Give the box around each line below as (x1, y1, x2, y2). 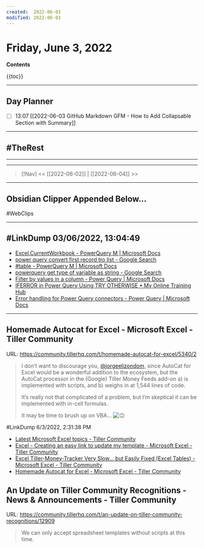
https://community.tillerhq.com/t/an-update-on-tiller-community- (19, 511, 183, 518)
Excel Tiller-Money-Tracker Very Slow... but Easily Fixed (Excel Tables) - (15, 455, 195, 462)
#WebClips (6, 210, 34, 217)
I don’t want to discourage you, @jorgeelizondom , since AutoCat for (21, 362, 191, 369)
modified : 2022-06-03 (6, 15, 61, 21)
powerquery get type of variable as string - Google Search (15, 269, 162, 276)
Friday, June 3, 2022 (6, 41, 112, 55)
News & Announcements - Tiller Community (6, 494, 177, 505)
